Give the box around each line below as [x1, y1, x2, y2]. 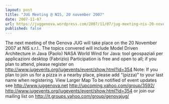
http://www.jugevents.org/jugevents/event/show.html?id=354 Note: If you [5, 66, 158, 73]
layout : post [5, 7, 33, 13]
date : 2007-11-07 [5, 17, 42, 22]
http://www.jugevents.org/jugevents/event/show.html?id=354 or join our [5, 88, 155, 94]
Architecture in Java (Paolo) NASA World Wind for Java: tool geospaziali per [5, 51, 163, 57]
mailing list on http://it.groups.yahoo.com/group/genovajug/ [5, 93, 129, 99]
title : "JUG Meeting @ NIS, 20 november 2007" [5, 12, 105, 17]
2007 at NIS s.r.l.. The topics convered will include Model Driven [5, 45, 138, 51]
